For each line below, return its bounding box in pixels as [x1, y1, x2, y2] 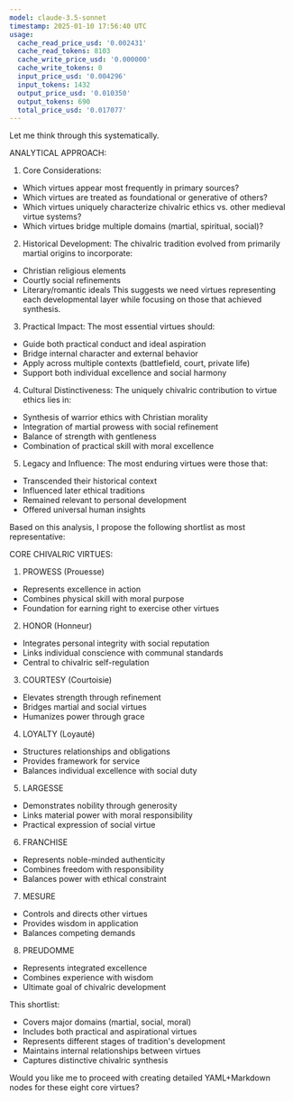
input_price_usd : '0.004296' [17, 72, 127, 81]
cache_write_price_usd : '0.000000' [17, 55, 151, 64]
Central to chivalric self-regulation [22, 657, 150, 668]
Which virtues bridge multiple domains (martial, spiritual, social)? [22, 221, 264, 232]
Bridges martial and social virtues [22, 702, 147, 712]
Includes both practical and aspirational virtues [22, 1026, 197, 1037]
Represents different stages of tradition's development [22, 1036, 225, 1047]
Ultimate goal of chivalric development [22, 982, 167, 993]
